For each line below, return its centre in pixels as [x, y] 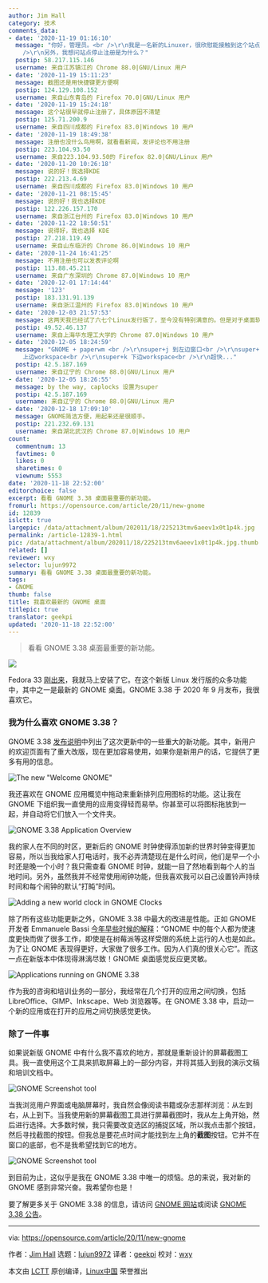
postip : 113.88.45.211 [53, 268]
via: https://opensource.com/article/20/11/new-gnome [97, 1237]
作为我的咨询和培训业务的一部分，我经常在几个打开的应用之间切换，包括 [127, 991]
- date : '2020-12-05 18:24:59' [60, 343]
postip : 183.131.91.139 [55, 298]
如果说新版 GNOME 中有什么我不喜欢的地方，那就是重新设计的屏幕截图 [125, 1052]
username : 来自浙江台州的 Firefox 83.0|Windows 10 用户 [104, 216]
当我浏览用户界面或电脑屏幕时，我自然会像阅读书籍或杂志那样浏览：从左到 [130, 1105]
